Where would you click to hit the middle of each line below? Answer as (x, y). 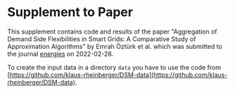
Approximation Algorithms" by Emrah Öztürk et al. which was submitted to (115, 46)
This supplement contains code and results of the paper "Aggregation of (112, 31)
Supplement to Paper (70, 12)
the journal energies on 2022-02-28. (61, 54)
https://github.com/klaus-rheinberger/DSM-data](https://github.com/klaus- (119, 75)
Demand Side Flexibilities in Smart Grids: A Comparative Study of (102, 38)
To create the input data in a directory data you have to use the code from (114, 67)
